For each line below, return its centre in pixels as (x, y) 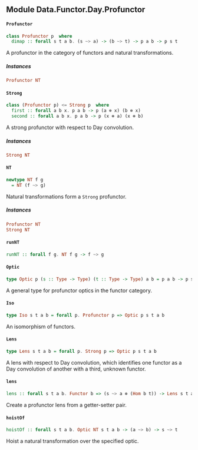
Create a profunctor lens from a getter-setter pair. (66, 405)
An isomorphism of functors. (41, 326)
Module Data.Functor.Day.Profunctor (76, 10)
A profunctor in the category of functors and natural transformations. (90, 53)
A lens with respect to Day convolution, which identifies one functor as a (94, 362)
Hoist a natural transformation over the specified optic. (72, 441)
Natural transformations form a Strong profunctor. (66, 196)
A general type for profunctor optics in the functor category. (79, 290)
